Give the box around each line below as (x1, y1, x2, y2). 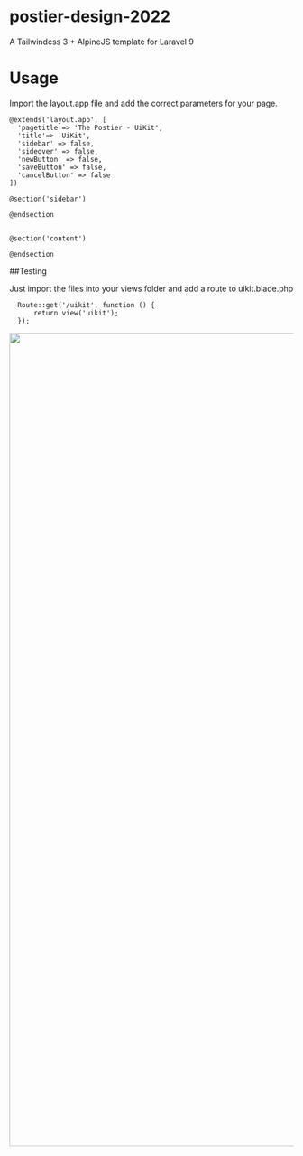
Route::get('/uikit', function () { (17, 300, 155, 309)
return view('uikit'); (32, 308, 119, 317)
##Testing (9, 265, 48, 277)
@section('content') (9, 233, 87, 243)
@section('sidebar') (9, 194, 87, 203)
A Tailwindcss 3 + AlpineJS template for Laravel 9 (9, 36, 194, 47)
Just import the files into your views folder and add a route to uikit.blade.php (9, 283, 294, 294)
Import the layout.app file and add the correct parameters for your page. (9, 98, 278, 108)
